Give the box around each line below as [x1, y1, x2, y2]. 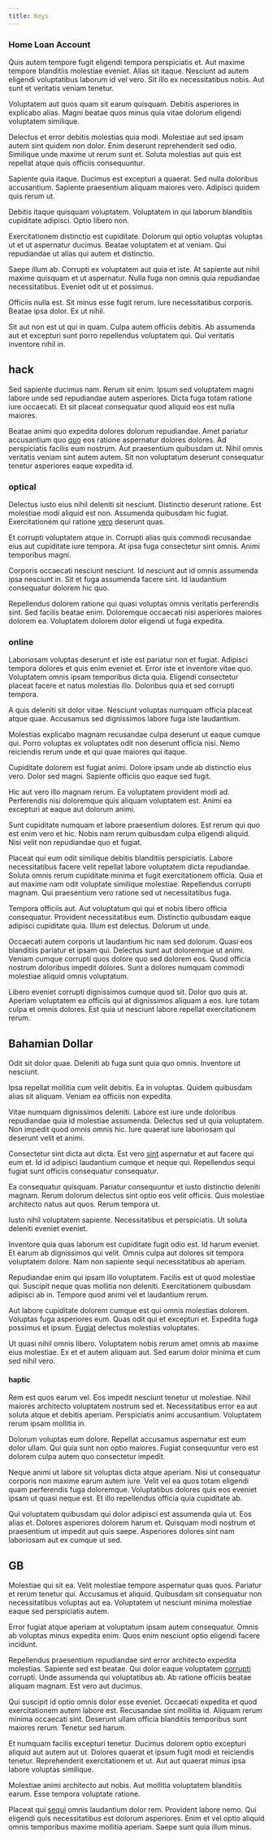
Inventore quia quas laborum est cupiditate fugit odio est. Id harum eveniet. [8, 1239, 260, 1250]
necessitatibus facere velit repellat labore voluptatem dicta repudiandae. [8, 862, 250, 872]
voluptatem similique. [8, 116, 80, 126]
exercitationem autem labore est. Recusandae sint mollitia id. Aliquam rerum [8, 1706, 262, 1715]
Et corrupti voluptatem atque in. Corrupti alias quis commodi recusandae [8, 532, 252, 542]
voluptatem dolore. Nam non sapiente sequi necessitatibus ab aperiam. [8, 1257, 247, 1267]
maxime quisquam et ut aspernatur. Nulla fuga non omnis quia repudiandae [8, 273, 260, 283]
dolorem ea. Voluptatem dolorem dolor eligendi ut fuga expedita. [8, 616, 225, 626]
